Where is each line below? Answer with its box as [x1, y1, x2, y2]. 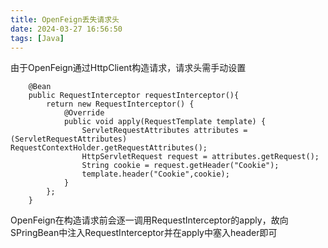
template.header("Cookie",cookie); [81, 169, 230, 180]
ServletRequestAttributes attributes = [81, 126, 248, 136]
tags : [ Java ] [10, 33, 65, 43]
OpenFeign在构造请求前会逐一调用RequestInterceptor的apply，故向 [10, 214, 289, 226]
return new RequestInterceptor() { [46, 99, 195, 110]
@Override [63, 108, 105, 118]
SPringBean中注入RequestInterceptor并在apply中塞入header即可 [10, 227, 278, 239]
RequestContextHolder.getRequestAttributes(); [10, 143, 208, 153]
